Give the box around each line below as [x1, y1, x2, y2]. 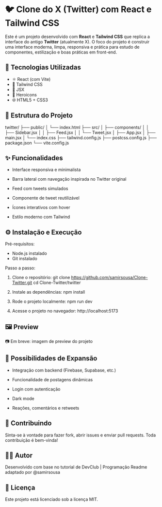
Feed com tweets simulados [12, 186, 68, 191]
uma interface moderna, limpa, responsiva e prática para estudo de [5, 44, 140, 50]
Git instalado [12, 256, 37, 262]
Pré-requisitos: [5, 241, 35, 247]
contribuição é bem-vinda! [5, 437, 58, 443]
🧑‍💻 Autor [5, 451, 33, 460]
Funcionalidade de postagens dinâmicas [12, 376, 93, 382]
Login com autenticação [12, 386, 61, 392]
